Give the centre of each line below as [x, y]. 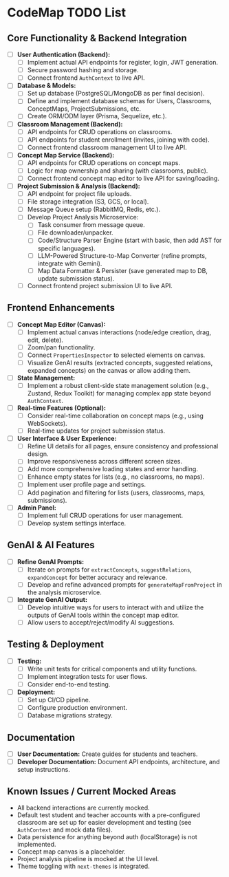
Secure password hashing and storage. [83, 70]
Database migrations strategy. [70, 715]
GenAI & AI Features [51, 545]
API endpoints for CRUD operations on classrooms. [100, 131]
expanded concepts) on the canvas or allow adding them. [109, 370]
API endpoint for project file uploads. [79, 194]
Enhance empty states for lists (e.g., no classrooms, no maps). [116, 477]
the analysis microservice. [64, 592]
